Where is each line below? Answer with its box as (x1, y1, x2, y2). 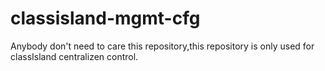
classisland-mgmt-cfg (10, 7, 201, 30)
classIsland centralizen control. (10, 50, 139, 62)
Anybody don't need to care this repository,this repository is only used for (10, 40, 315, 52)
